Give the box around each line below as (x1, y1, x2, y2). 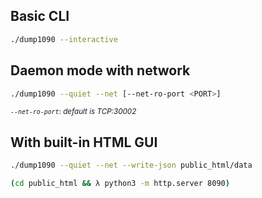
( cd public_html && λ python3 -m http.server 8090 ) (10, 179, 230, 189)
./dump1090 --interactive (10, 34, 118, 44)
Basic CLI (10, 8, 70, 25)
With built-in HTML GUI (10, 134, 158, 151)
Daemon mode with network (10, 62, 191, 79)
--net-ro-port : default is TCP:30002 (10, 107, 137, 117)
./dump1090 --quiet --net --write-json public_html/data (10, 160, 253, 171)
